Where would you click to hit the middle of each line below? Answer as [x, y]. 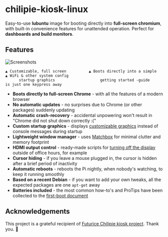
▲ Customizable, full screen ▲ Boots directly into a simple [81, 71]
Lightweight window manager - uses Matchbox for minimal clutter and [87, 137]
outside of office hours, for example [50, 153]
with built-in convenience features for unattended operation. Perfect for [80, 28]
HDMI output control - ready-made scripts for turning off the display [84, 147]
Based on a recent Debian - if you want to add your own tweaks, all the [87, 180]
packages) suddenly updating [43, 110]
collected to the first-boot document [50, 196]
